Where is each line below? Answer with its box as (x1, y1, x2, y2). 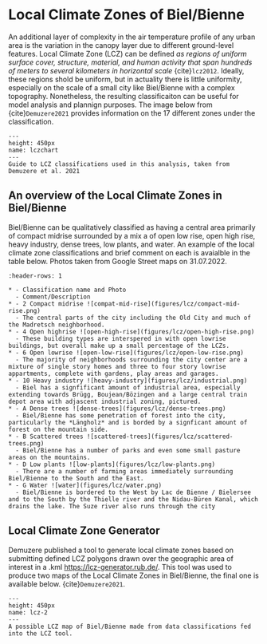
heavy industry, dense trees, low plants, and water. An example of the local (8, 239, 255, 249)
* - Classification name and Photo (8, 286, 127, 294)
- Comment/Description (15, 293, 91, 301)
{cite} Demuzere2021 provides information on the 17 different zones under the (8, 108, 256, 117)
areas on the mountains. (8, 453, 91, 461)
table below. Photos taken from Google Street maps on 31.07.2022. (8, 256, 227, 266)
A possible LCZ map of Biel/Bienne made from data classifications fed (8, 622, 251, 630)
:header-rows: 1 (8, 271, 62, 280)
